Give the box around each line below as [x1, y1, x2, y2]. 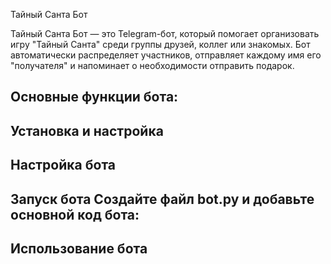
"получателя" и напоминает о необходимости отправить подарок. [10, 60, 295, 71]
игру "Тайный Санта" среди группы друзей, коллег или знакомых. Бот [10, 39, 311, 50]
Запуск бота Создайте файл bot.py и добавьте [10, 190, 315, 208]
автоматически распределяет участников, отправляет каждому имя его [10, 49, 322, 61]
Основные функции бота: [10, 89, 179, 106]
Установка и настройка [10, 122, 164, 139]
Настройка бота [10, 157, 116, 174]
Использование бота [10, 240, 148, 257]
